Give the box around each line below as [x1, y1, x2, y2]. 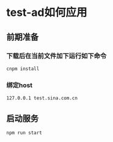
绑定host [6, 80, 33, 89]
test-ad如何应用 [6, 5, 87, 20]
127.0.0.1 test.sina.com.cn [6, 95, 78, 101]
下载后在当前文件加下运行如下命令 [6, 51, 107, 60]
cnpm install [6, 65, 40, 72]
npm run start [6, 129, 43, 136]
